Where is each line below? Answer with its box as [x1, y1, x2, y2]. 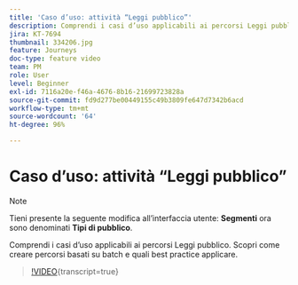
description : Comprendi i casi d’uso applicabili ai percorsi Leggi [9, 21, 268, 30]
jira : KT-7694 [9, 29, 62, 38]
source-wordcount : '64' [9, 112, 98, 121]
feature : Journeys [9, 46, 77, 55]
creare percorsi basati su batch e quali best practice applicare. [9, 249, 239, 259]
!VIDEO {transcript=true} [30, 265, 120, 276]
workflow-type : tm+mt [9, 104, 90, 113]
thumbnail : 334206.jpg [9, 37, 93, 47]
